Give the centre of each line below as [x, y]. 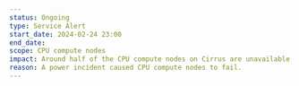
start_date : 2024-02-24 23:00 [66, 34]
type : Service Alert [48, 26]
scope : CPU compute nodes [57, 51]
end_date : [28, 43]
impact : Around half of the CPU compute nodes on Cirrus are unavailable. [152, 59]
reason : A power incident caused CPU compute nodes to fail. [126, 68]
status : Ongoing [39, 17]
